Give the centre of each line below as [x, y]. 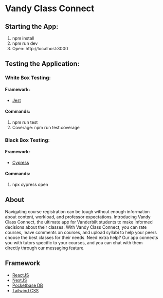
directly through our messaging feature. [45, 248]
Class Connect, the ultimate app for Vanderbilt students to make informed [79, 222]
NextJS [19, 280]
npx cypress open [30, 185]
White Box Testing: [28, 78]
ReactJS [20, 275]
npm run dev [25, 43]
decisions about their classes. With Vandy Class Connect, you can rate [76, 227]
